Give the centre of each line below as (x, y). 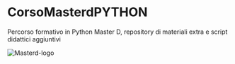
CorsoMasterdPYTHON (78, 12)
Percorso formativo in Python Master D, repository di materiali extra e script (117, 32)
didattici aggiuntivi (34, 39)
